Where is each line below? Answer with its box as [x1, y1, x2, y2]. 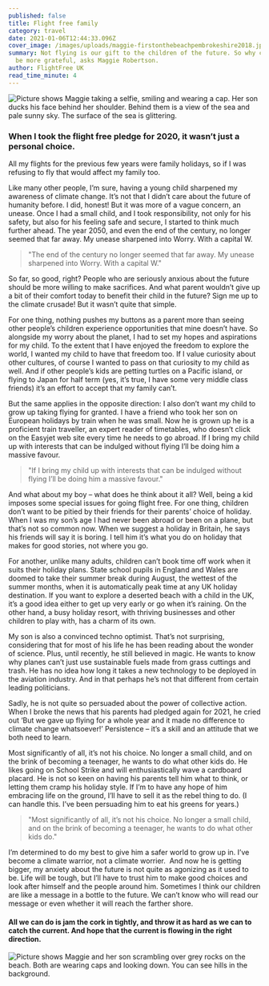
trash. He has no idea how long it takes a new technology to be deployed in [8, 666, 256, 675]
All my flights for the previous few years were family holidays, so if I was [8, 158, 247, 169]
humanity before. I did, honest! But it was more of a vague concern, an [8, 200, 242, 210]
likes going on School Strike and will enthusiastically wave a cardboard [8, 764, 242, 775]
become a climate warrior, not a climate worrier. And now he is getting [8, 856, 242, 866]
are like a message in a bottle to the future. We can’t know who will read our [8, 890, 259, 899]
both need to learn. [8, 732, 71, 742]
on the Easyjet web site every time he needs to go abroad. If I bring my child [8, 433, 259, 442]
